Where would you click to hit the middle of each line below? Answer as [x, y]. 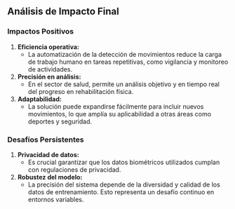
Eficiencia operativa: [48, 47]
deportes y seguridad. [60, 121]
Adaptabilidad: [39, 99]
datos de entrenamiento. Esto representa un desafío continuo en [121, 191]
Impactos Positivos [41, 32]
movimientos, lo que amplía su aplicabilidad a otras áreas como [120, 114]
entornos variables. [56, 199]
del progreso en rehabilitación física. [81, 91]
